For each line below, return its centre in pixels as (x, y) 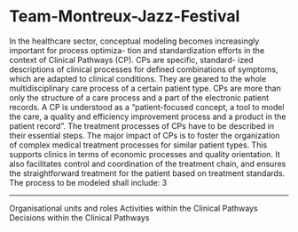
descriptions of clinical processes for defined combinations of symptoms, (144, 69)
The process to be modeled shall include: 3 (88, 182)
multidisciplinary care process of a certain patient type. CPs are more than (145, 88)
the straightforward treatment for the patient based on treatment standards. (147, 173)
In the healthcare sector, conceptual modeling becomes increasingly (134, 41)
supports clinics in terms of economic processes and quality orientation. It (145, 154)
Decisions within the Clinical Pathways (79, 217)
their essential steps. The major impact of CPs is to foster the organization (145, 135)
